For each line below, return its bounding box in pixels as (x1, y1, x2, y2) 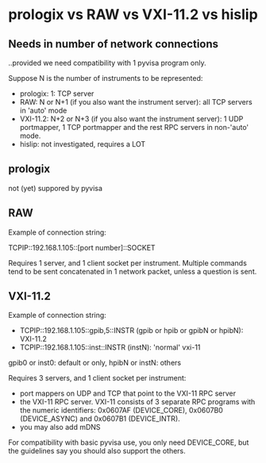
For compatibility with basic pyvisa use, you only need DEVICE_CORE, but (8, 438, 249, 447)
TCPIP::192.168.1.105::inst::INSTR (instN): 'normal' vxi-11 (19, 342, 201, 352)
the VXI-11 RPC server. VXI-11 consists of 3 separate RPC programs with (19, 397, 256, 407)
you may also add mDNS (19, 423, 101, 432)
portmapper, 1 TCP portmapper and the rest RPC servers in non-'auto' (19, 123, 249, 132)
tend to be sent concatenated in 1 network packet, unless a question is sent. (8, 266, 257, 276)
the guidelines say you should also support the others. (8, 446, 187, 456)
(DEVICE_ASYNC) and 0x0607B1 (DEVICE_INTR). (19, 414, 180, 423)
